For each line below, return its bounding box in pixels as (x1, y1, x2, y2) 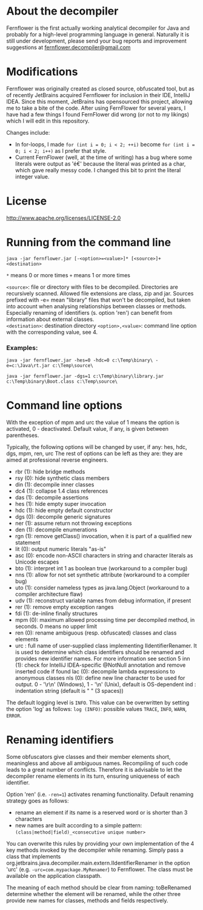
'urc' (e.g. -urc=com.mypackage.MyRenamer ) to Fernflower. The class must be (6, 866, 193, 873)
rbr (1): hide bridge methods (15, 468, 85, 475)
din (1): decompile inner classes (15, 480, 95, 488)
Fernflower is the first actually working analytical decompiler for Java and (6, 24, 190, 32)
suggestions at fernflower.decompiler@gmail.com (6, 44, 131, 51)
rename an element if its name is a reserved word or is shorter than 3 (15, 809, 188, 816)
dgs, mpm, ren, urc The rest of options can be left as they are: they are (6, 450, 183, 457)
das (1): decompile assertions (15, 493, 89, 501)
